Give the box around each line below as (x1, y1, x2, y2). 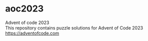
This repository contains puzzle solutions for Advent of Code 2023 (5, 24, 143, 30)
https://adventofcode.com (5, 30, 59, 36)
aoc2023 (5, 3, 44, 14)
